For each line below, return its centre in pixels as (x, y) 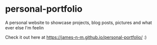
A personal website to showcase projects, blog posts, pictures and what (78, 22)
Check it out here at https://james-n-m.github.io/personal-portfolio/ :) (76, 37)
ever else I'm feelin (25, 27)
